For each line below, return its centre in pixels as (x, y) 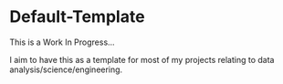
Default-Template (77, 17)
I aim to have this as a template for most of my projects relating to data (142, 59)
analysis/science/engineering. (66, 69)
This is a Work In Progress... (63, 42)
